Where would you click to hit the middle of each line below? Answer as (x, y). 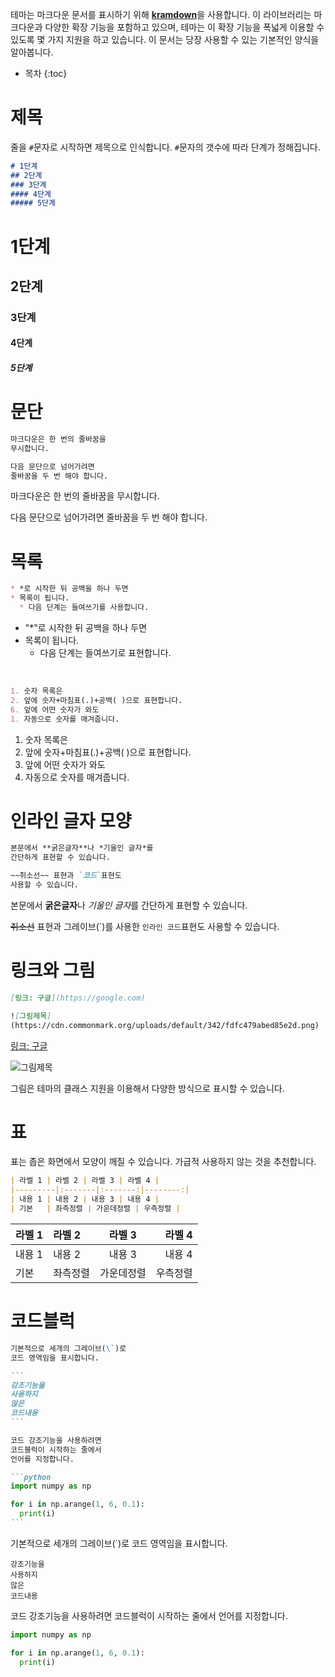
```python (31, 1477)
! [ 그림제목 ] (31, 1016)
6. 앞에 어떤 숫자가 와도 (55, 709)
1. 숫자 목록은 (36, 691)
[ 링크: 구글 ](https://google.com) (78, 998)
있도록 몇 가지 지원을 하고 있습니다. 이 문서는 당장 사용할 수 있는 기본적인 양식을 (165, 39)
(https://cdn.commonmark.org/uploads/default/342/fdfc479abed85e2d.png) (165, 1025)
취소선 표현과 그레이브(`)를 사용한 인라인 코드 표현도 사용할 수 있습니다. (145, 926)
